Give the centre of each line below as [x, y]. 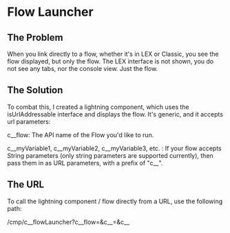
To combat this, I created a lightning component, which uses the [98, 107]
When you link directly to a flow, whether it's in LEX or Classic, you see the [113, 54]
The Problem [35, 38]
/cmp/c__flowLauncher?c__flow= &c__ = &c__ [69, 222]
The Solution [35, 90]
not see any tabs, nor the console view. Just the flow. [83, 69]
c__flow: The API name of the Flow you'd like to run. [81, 134]
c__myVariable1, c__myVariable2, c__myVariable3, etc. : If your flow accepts [114, 148]
